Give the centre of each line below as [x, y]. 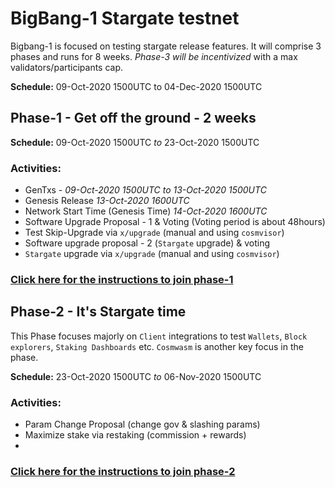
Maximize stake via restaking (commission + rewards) [135, 435]
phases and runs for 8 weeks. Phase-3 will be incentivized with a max [154, 56]
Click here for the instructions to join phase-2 [123, 471]
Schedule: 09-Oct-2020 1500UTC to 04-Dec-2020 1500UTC [136, 86]
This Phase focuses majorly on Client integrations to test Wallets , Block [159, 336]
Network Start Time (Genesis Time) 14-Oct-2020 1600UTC [146, 211]
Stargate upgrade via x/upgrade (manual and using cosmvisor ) [152, 254]
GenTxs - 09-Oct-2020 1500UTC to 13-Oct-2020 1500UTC [145, 190]
